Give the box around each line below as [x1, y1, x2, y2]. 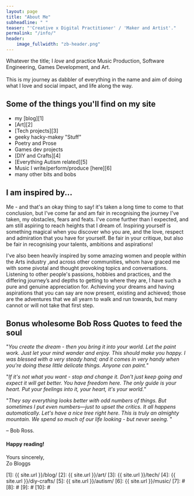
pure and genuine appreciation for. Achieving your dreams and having [6, 283, 175, 290]
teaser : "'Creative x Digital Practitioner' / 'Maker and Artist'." [6, 25, 176, 31]
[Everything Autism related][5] [14, 158, 88, 165]
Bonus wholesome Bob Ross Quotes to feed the [6, 319, 182, 329]
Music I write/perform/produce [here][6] [14, 165, 112, 172]
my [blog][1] [14, 115, 44, 122]
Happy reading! [6, 440, 45, 447]
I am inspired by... [6, 188, 73, 198]
